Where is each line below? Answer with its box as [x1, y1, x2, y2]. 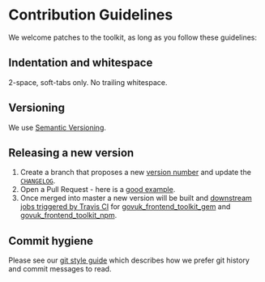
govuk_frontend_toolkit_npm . [19, 211, 118, 220]
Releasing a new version [8, 146, 135, 160]
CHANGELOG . [19, 176, 56, 186]
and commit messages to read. [8, 264, 112, 274]
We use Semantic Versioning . [8, 122, 107, 132]
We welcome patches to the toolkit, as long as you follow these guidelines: [8, 32, 258, 42]
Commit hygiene [8, 233, 94, 248]
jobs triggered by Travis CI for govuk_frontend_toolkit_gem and [19, 202, 231, 211]
